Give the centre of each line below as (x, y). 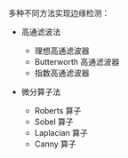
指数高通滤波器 (62, 73)
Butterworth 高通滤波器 (77, 62)
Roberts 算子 (58, 111)
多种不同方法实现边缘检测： (59, 13)
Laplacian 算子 (61, 133)
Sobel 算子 (54, 122)
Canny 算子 (55, 144)
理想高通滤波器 (62, 51)
